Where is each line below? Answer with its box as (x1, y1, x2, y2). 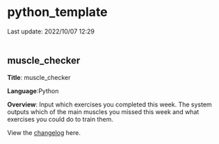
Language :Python (7, 86, 59, 95)
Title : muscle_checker (7, 73, 71, 81)
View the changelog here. (7, 128, 81, 136)
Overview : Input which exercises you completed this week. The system (7, 100, 212, 109)
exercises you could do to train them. (7, 115, 113, 123)
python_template (7, 4, 108, 20)
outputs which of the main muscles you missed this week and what (7, 107, 200, 115)
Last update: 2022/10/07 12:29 (7, 27, 95, 35)
